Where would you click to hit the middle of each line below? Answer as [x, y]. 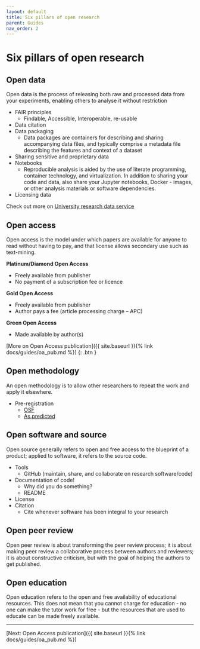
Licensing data [33, 195]
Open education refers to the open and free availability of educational [91, 597]
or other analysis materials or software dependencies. [90, 188]
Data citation [30, 125]
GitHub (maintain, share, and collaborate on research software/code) [108, 473]
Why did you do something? [58, 486]
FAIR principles [33, 112]
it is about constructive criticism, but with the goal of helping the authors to [98, 558]
